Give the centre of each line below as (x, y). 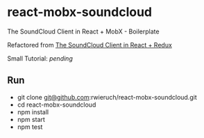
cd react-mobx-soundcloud (57, 105)
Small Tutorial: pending (40, 58)
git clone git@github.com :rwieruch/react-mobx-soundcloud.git (107, 97)
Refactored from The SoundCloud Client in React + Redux (90, 45)
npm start (31, 119)
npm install (33, 112)
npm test (30, 127)
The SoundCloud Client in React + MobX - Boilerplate (83, 31)
